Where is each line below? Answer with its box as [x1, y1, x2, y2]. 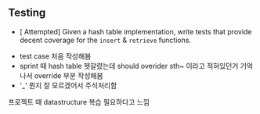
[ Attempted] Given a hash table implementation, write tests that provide [19, 27, 252, 36]
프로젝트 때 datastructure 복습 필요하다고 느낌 [8, 97, 150, 106]
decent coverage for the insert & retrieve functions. [19, 35, 192, 45]
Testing [8, 6, 46, 20]
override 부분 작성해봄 [34, 70, 103, 80]
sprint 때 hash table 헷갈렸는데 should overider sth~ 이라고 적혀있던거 [19, 61, 239, 70]
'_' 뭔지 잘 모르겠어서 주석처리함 [19, 80, 117, 90]
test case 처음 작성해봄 [19, 51, 92, 61]
